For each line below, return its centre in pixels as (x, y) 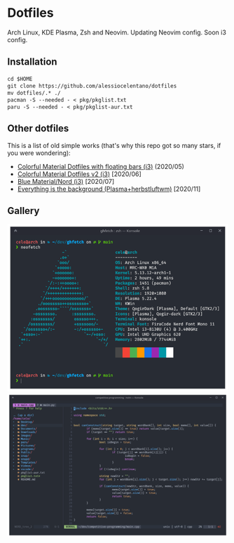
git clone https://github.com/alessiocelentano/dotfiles (92, 86)
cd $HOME (20, 79)
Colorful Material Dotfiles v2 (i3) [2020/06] (79, 174)
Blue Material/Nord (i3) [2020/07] (66, 181)
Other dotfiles (38, 129)
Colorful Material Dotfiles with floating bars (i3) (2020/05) (101, 166)
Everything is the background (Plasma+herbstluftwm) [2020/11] (109, 189)
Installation (32, 62)
